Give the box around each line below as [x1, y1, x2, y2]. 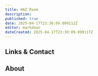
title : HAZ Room [5, 7, 38, 12]
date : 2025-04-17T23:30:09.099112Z [5, 20, 78, 26]
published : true [5, 16, 38, 21]
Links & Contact [5, 48, 55, 56]
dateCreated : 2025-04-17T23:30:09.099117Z [5, 30, 93, 35]
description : [5, 12, 32, 17]
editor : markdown [5, 25, 41, 30]
